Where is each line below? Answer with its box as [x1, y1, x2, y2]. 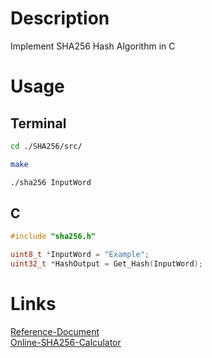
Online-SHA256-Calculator [10, 336, 122, 348]
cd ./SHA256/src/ [10, 141, 83, 151]
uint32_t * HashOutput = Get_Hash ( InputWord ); [10, 259, 203, 269]
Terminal [10, 115, 67, 132]
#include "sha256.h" [10, 232, 97, 242]
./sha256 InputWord [10, 177, 92, 187]
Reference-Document [10, 325, 100, 337]
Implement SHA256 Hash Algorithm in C [10, 40, 176, 52]
